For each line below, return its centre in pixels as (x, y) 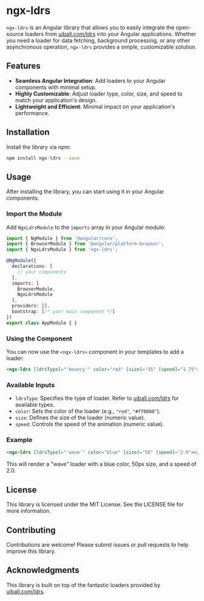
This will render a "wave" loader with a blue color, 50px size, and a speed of (101, 464)
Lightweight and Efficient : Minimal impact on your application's (95, 107)
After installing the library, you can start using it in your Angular (85, 192)
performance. (32, 113)
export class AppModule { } (42, 323)
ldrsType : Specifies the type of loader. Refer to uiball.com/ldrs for (97, 398)
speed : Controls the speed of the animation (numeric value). (89, 424)
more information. (29, 511)
